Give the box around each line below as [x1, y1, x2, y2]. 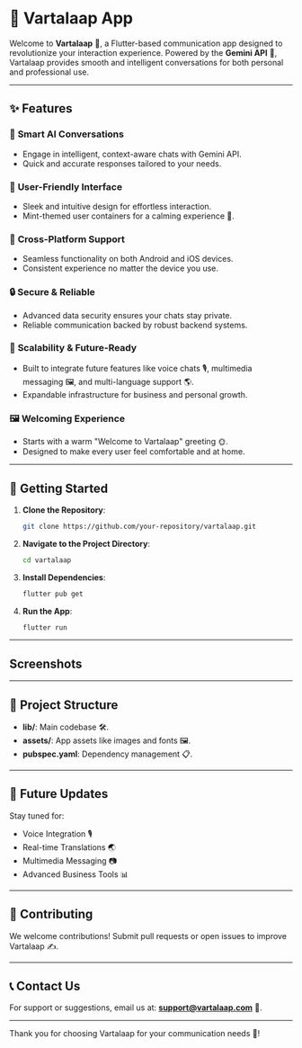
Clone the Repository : [22, 504, 106, 515]
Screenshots [9, 656, 83, 671]
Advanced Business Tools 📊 [22, 868, 129, 880]
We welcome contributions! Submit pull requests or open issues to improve [9, 930, 288, 941]
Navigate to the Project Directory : [22, 538, 151, 549]
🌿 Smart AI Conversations [9, 128, 124, 140]
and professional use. [9, 67, 90, 77]
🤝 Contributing [9, 907, 93, 922]
